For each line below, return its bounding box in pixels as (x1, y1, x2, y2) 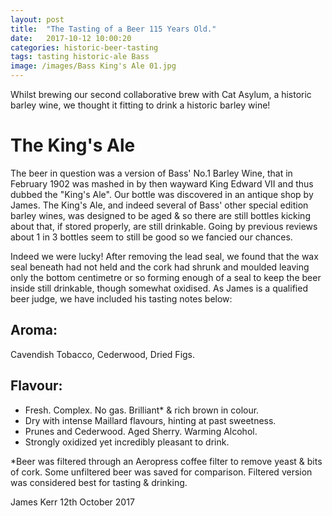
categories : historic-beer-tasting (10, 42, 159, 53)
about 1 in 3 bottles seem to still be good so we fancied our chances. (10, 231, 293, 243)
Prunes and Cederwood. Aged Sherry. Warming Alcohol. (24, 425, 258, 437)
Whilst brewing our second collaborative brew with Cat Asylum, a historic (10, 89, 312, 100)
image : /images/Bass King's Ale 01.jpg (10, 61, 177, 71)
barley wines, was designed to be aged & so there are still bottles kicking (10, 209, 311, 221)
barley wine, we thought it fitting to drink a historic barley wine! (10, 99, 271, 111)
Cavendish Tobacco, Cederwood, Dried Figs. (10, 348, 196, 360)
